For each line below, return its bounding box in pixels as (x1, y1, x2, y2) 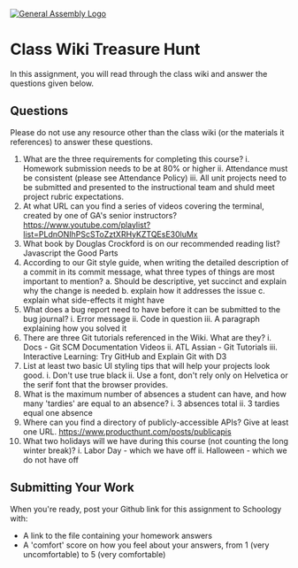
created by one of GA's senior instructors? (22, 210, 178, 220)
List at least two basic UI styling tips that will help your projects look (22, 360, 271, 371)
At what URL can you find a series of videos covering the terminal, (22, 200, 264, 211)
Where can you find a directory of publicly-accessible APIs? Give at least (22, 417, 289, 427)
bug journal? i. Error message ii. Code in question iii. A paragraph (22, 313, 260, 324)
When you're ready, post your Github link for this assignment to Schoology (10, 503, 282, 514)
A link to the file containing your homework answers (22, 530, 213, 541)
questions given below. (10, 78, 95, 88)
